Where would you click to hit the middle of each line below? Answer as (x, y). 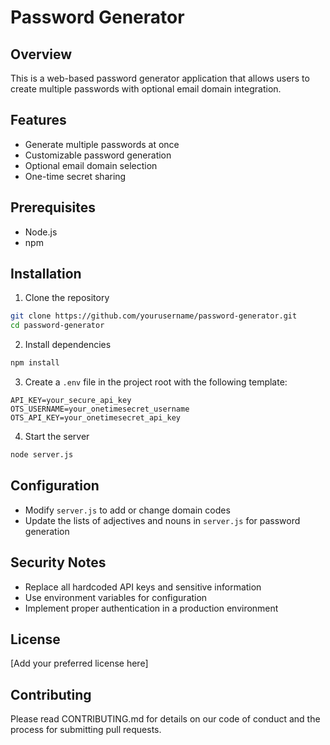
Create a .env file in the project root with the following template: (156, 382)
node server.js (42, 455)
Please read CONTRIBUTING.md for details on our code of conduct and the (165, 719)
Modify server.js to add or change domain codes (127, 510)
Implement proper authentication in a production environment (151, 608)
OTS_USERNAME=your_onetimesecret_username (100, 409)
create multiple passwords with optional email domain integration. (146, 89)
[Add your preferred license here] (79, 663)
